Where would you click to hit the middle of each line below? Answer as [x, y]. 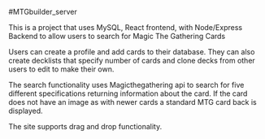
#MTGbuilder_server [43, 12]
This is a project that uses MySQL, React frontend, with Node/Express [125, 27]
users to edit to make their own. [61, 69]
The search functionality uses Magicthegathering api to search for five [126, 85]
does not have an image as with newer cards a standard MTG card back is [133, 102]
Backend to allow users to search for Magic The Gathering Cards [117, 36]
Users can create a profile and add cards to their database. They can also [132, 52]
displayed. [26, 111]
